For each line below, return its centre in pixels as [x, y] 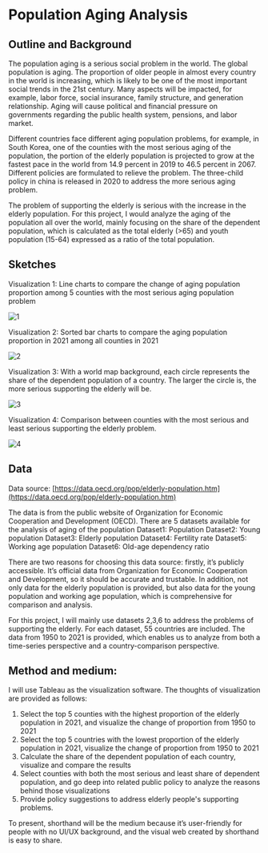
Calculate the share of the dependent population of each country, [128, 757]
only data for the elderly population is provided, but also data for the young [132, 588]
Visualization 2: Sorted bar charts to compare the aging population [118, 332]
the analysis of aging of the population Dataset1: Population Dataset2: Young [134, 529]
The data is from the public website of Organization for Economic [116, 512]
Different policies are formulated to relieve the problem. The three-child [126, 173]
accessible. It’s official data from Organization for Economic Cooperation [128, 570]
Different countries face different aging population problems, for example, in [134, 139]
